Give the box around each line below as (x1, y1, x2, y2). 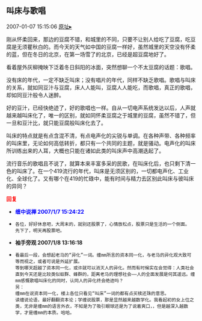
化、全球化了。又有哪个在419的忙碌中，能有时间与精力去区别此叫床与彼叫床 (6, 175, 194, 182)
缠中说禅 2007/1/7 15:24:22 (14, 208, 84, 215)
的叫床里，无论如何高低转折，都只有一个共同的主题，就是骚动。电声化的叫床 (6, 139, 196, 146)
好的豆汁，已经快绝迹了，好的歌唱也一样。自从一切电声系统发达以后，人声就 (6, 104, 196, 111)
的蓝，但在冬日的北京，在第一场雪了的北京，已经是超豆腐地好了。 (6, 51, 170, 58)
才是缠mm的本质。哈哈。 (23, 310, 75, 316)
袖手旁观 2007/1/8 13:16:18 (14, 238, 83, 246)
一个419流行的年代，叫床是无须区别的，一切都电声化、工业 (43, 167, 189, 175)
